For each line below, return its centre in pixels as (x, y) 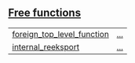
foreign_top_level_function (61, 34)
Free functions (44, 13)
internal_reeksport (46, 46)
